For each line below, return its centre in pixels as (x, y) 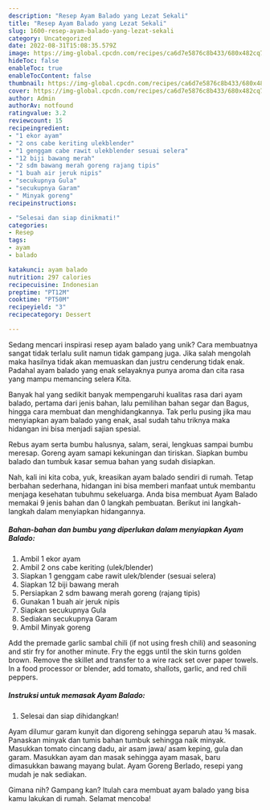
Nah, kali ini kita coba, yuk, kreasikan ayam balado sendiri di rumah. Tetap (131, 477)
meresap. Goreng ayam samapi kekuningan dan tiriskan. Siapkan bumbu (128, 453)
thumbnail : (27, 83)
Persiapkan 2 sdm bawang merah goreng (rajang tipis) (110, 592)
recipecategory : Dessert (50, 315)
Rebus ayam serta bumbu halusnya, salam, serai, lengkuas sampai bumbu (131, 444)
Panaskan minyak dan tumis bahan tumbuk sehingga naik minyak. (117, 740)
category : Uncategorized (50, 38)
